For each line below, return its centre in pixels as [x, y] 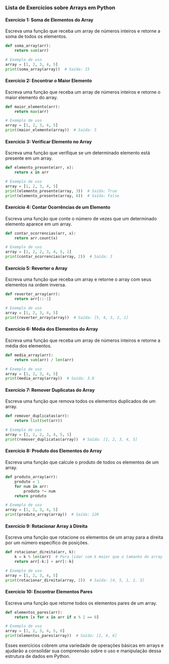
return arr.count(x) [36, 238]
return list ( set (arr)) [38, 421]
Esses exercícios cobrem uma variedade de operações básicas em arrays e [84, 646]
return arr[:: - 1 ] [33, 299]
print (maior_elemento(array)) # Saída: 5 [51, 130]
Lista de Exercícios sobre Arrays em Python [60, 8]
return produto [31, 496]
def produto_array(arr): [32, 477]
